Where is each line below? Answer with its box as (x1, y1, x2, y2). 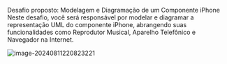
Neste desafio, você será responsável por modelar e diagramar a (7, 13, 194, 22)
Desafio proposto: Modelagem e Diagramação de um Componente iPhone (7, 6, 220, 14)
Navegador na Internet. (7, 35, 74, 44)
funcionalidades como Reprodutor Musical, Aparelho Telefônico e (7, 28, 196, 36)
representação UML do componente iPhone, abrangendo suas (7, 21, 187, 29)
